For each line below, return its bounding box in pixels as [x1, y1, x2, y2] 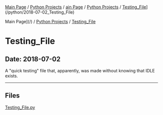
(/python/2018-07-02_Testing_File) [5, 9, 75, 15]
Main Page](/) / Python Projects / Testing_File [5, 19, 96, 24]
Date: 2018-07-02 [5, 55, 61, 63]
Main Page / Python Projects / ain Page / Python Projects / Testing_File [5, 4, 147, 10]
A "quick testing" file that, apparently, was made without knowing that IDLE [5, 68, 155, 73]
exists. [5, 73, 18, 79]
